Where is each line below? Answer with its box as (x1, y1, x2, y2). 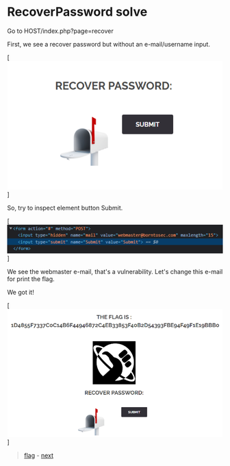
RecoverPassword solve (7, 4, 148, 20)
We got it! (7, 288, 34, 296)
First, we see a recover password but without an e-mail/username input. (7, 40, 211, 48)
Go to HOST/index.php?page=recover (7, 27, 114, 35)
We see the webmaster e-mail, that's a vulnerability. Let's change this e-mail (7, 267, 223, 275)
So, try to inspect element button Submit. (7, 204, 123, 212)
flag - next (23, 452, 53, 460)
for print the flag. (7, 275, 55, 283)
